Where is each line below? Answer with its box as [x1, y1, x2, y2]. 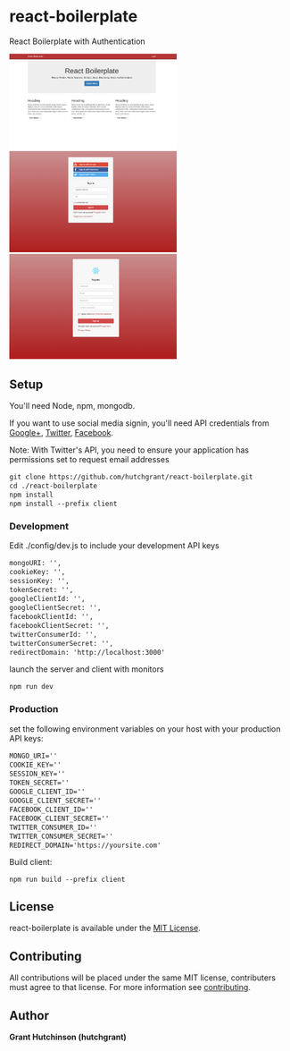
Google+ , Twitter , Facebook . [9, 427, 114, 437]
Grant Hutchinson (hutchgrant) [9, 1031, 127, 1042]
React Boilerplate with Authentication [9, 36, 145, 47]
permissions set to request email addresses [9, 453, 170, 464]
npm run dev [9, 682, 54, 691]
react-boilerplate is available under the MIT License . [9, 923, 201, 934]
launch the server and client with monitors [9, 664, 164, 674]
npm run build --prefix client [9, 875, 126, 884]
